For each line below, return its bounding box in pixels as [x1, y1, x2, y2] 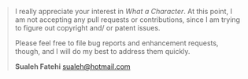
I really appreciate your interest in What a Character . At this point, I [14, 7, 233, 16]
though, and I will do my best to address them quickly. [14, 47, 191, 56]
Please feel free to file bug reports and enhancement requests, [14, 38, 219, 48]
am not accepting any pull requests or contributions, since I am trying [14, 15, 241, 24]
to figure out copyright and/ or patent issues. [14, 23, 161, 32]
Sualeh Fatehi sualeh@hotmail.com [14, 62, 131, 71]
